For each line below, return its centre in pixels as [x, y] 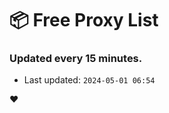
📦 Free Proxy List [84, 20]
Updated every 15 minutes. [76, 59]
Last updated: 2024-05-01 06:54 [89, 80]
